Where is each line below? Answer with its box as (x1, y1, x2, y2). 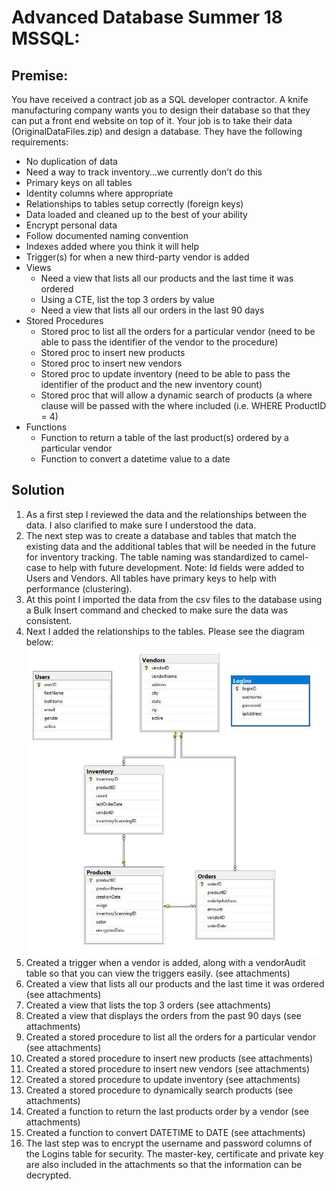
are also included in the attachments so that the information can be (25, 1159, 303, 1171)
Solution (11, 482, 65, 499)
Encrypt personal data (25, 219, 118, 231)
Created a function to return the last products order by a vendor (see (25, 1106, 310, 1118)
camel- (279, 551, 309, 563)
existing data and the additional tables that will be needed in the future (25, 540, 316, 552)
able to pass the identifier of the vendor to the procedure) (40, 336, 279, 348)
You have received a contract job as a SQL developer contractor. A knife (11, 94, 309, 105)
